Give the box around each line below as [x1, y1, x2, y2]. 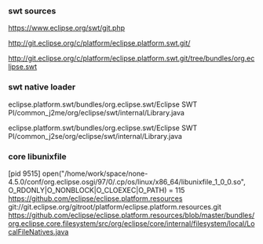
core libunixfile [8, 151, 67, 162]
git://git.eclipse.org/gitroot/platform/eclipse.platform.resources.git [8, 202, 222, 211]
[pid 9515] [8, 169, 41, 178]
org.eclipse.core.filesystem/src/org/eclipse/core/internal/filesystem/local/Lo [8, 218, 255, 228]
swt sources [8, 5, 57, 16]
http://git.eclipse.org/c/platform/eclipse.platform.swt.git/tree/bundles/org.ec [8, 53, 255, 64]
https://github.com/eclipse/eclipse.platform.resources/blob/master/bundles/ [8, 210, 255, 220]
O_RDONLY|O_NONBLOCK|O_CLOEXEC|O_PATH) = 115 [8, 185, 185, 195]
